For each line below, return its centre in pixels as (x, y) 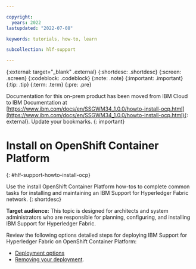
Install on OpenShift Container (83, 146)
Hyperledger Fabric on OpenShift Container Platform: (71, 242)
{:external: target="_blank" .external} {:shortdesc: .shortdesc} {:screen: (94, 72)
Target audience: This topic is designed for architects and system (87, 211)
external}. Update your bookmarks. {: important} (66, 122)
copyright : (20, 17)
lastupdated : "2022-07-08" (40, 28)
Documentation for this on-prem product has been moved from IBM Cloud (97, 96)
